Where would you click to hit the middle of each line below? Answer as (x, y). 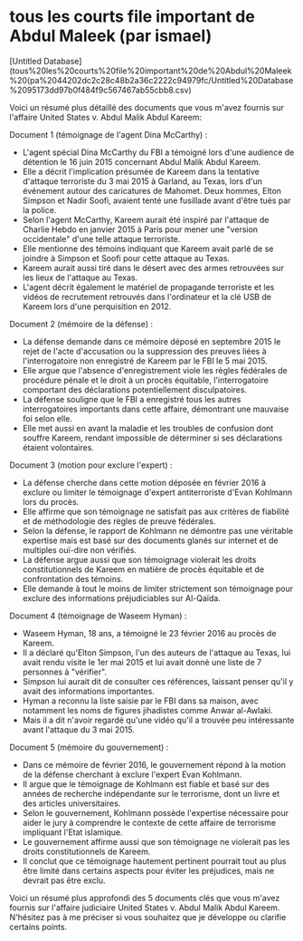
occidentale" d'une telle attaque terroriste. (101, 238)
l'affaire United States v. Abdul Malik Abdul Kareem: (105, 117)
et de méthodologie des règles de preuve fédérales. (119, 521)
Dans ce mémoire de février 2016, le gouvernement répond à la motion (154, 764)
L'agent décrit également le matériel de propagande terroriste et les (148, 286)
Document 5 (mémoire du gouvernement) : (89, 747)
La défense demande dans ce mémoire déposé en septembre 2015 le (151, 341)
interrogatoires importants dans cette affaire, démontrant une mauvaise (156, 409)
